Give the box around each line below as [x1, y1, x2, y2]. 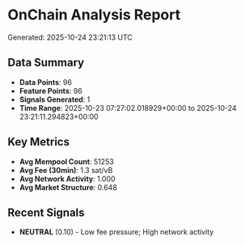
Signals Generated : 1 [19, 95, 91, 104]
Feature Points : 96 [19, 86, 82, 95]
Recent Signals [7, 205, 86, 219]
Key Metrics [7, 135, 70, 149]
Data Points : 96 [19, 77, 72, 87]
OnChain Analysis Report [7, 6, 181, 24]
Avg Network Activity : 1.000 [19, 174, 116, 184]
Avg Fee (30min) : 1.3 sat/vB [19, 165, 113, 175]
